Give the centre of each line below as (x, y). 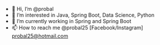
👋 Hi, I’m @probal (33, 9)
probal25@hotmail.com (40, 36)
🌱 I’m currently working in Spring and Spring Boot (72, 21)
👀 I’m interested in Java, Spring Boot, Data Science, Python (83, 15)
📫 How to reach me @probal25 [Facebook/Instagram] (77, 28)
